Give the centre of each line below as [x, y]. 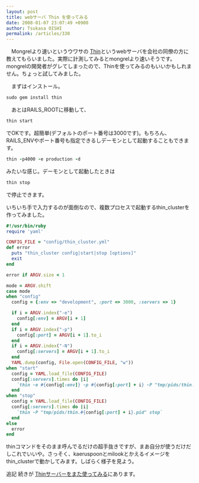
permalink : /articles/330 [38, 34]
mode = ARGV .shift [29, 286]
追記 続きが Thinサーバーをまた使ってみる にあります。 [72, 474]
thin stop [18, 182]
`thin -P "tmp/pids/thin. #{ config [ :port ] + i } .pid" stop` [90, 412]
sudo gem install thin [34, 98]
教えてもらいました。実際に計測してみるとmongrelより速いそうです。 [91, 59]
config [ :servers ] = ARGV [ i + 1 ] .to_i [63, 352]
